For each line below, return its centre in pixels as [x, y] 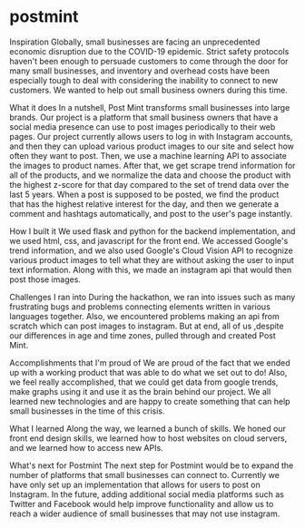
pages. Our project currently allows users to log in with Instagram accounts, [151, 136]
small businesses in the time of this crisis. [87, 411]
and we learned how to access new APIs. [86, 447]
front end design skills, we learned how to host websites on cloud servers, [148, 438]
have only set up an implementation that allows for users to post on [135, 484]
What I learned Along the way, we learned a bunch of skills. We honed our [148, 428]
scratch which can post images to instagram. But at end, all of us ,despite [147, 326]
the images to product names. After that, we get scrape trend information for [152, 165]
